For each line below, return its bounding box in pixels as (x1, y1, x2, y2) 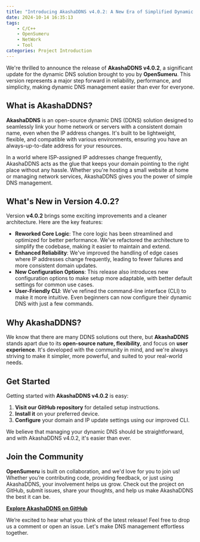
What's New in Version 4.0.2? (6, 196, 119, 207)
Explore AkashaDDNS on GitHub (6, 504, 88, 512)
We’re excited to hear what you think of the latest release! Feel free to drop (6, 516, 190, 523)
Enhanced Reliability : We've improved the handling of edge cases (14, 249, 179, 256)
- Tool (17, 43, 33, 49)
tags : (6, 20, 20, 26)
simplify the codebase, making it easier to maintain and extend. (14, 243, 171, 250)
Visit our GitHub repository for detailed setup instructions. (14, 404, 160, 411)
